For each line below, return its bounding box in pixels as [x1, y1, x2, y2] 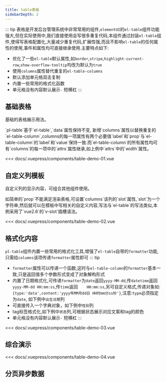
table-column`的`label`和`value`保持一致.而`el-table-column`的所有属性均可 [5, 140, 158, 146]
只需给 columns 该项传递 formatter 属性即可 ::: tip [5, 254, 100, 260]
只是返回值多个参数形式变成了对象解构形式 [18, 271, 105, 277]
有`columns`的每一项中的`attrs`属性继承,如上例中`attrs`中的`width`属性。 [5, 146, 152, 152]
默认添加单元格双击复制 [12, 74, 60, 80]
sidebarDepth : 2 [5, 12, 39, 17]
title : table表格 [5, 7, 40, 12]
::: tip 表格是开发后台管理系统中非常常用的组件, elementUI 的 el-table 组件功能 [5, 26, 160, 32]
